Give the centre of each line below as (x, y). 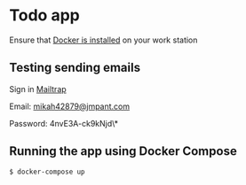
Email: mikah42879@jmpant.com (70, 106)
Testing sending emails (75, 68)
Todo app (44, 15)
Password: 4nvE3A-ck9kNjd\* (64, 123)
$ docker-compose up (48, 172)
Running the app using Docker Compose (123, 151)
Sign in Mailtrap (38, 89)
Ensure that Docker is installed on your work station (103, 40)
